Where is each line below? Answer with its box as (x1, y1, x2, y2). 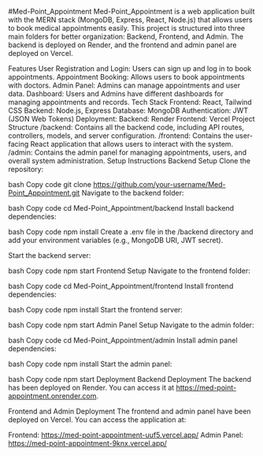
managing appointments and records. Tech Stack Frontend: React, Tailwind (8, 98, 252, 107)
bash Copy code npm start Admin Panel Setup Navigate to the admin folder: (8, 320, 254, 330)
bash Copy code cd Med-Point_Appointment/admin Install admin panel (8, 335, 238, 345)
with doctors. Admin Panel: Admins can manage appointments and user (8, 80, 241, 90)
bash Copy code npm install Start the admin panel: (8, 359, 172, 368)
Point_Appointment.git (8, 189, 80, 197)
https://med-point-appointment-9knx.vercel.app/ (8, 439, 168, 448)
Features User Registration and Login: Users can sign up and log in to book (8, 64, 252, 73)
